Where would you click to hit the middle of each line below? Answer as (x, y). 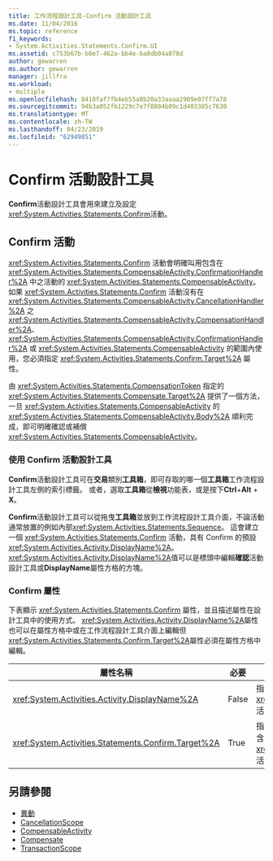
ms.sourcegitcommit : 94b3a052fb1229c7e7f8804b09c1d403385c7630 (118, 107)
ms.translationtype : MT (49, 115)
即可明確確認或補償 (54, 427)
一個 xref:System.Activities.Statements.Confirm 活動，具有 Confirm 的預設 (132, 537)
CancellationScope (52, 822)
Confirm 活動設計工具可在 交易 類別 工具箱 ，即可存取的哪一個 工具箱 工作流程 (133, 479)
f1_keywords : (30, 39)
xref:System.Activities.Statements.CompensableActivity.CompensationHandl (136, 320)
